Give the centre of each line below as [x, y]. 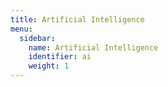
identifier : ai [60, 57]
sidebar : [37, 38]
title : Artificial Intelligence [77, 19]
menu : [21, 29]
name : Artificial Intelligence [93, 47]
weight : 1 [49, 66]
